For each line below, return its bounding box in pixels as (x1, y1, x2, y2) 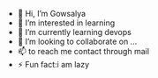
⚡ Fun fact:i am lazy (17, 60, 90, 69)
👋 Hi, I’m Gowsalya (17, 9, 87, 18)
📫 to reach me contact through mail (17, 46, 150, 56)
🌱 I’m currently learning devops (17, 27, 132, 37)
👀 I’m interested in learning (17, 18, 116, 28)
